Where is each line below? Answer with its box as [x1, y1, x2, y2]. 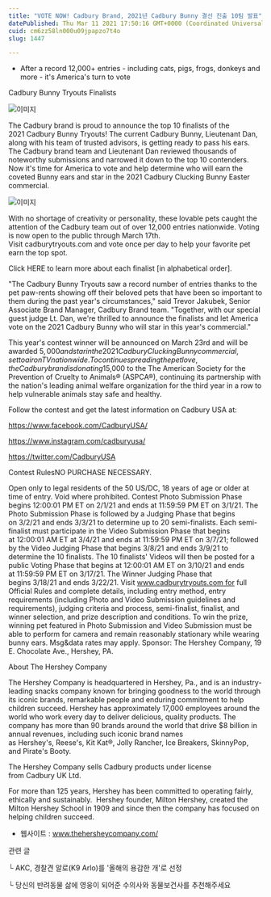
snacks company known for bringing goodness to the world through [35, 686, 261, 696]
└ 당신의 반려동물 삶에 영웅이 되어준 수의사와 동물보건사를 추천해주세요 [8, 880, 231, 890]
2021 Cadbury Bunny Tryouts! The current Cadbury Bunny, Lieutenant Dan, [8, 129, 258, 139]
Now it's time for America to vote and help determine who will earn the [8, 163, 244, 174]
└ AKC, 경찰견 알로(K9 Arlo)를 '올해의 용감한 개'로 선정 [8, 863, 182, 873]
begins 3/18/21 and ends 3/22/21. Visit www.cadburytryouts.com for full [8, 578, 248, 587]
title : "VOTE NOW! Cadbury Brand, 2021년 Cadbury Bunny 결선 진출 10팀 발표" [8, 11, 262, 20]
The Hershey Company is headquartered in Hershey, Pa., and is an [8, 678, 230, 688]
